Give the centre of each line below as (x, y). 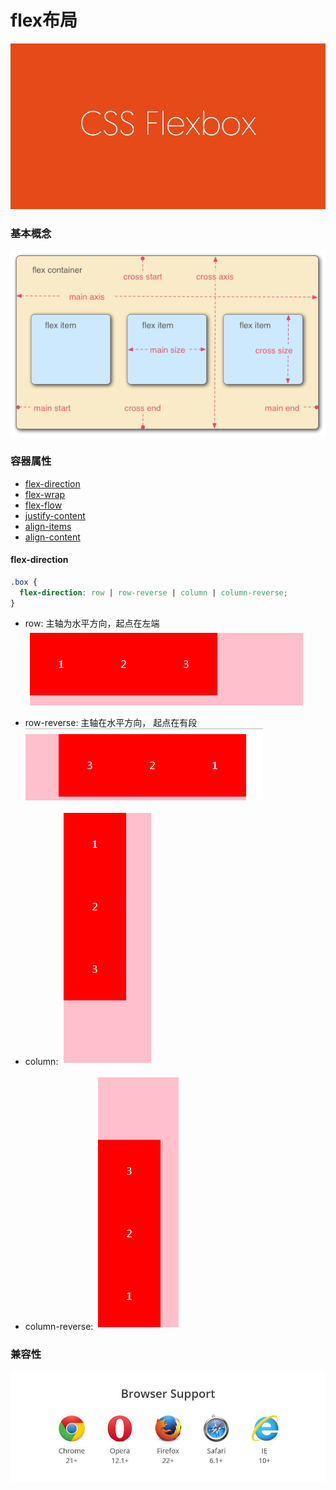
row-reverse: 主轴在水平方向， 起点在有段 (111, 723)
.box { (24, 582)
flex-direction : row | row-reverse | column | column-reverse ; (153, 592)
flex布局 (44, 20)
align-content (52, 537)
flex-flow (43, 505)
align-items (48, 526)
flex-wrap (45, 494)
